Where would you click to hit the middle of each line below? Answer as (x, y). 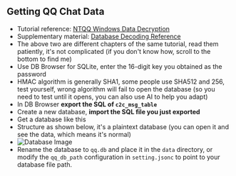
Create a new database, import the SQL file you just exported (108, 111)
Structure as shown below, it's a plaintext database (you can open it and (123, 126)
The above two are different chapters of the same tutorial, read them (118, 44)
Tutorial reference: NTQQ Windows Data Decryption (93, 28)
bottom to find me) (44, 59)
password (32, 74)
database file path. (45, 164)
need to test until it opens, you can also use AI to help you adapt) (112, 97)
